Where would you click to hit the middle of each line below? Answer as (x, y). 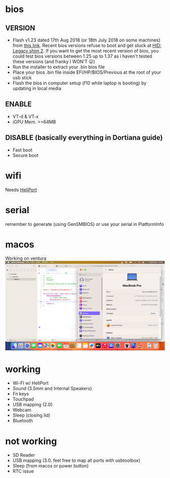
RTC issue (23, 471)
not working (31, 441)
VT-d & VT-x (26, 116)
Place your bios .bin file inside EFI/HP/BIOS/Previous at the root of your (87, 72)
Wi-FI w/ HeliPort (31, 383)
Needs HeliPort (21, 189)
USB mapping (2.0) (33, 405)
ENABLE (18, 104)
